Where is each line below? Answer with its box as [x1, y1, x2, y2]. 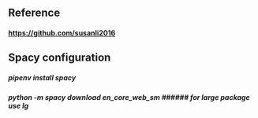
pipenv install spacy [8, 72, 77, 82]
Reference [8, 6, 61, 20]
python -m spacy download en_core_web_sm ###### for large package [8, 93, 250, 102]
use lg [8, 101, 29, 111]
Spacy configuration [8, 51, 111, 65]
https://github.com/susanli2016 [8, 28, 116, 38]
